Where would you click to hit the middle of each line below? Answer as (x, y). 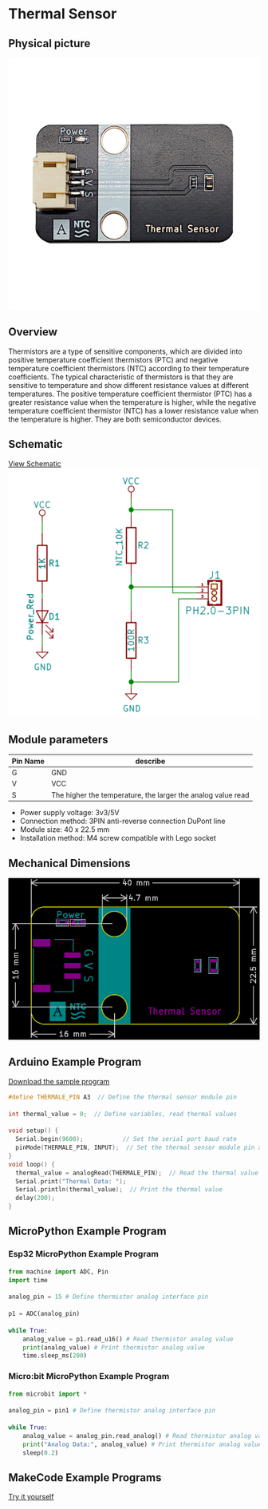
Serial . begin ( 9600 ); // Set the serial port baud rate (126, 1139)
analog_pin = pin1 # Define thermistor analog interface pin (112, 1411)
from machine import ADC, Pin (59, 1271)
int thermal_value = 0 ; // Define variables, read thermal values (123, 1114)
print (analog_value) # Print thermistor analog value (114, 1347)
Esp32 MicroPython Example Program (84, 1254)
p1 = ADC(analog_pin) (44, 1314)
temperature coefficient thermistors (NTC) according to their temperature (129, 368)
